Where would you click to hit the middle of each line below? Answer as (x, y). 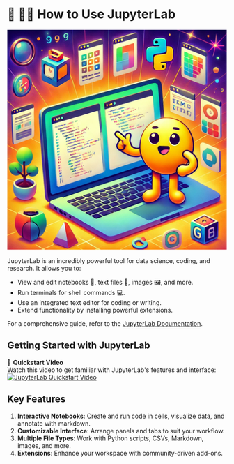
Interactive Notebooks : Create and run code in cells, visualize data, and (121, 416)
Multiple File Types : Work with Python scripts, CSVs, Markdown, (110, 438)
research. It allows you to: (44, 268)
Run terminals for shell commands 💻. (71, 292)
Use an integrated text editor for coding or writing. (89, 302)
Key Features (37, 399)
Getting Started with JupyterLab (79, 346)
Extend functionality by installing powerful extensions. (95, 310)
